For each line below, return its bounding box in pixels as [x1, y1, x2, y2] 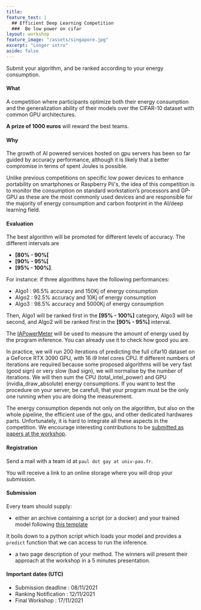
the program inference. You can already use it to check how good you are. [6, 337, 190, 344]
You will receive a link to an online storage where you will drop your [6, 469, 173, 476]
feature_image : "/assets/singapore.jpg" [6, 37, 109, 43]
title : [6, 8, 23, 15]
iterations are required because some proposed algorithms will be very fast [6, 361, 192, 368]
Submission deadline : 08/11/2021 [14, 584, 98, 591]
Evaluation [6, 220, 34, 227]
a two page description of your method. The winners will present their [14, 550, 188, 558]
